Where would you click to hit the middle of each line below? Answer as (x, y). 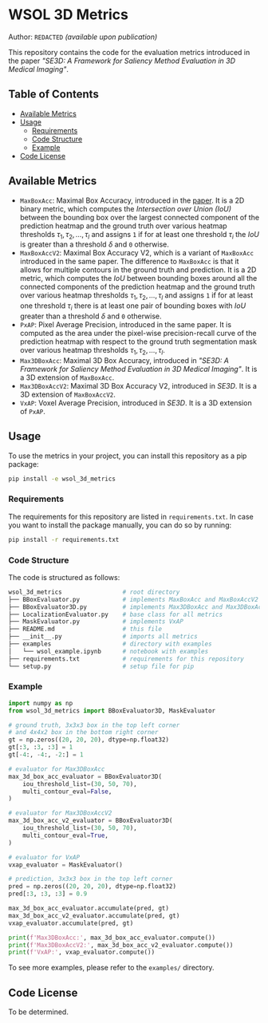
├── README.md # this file (85, 629)
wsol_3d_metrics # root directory (94, 592)
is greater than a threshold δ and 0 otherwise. (94, 244)
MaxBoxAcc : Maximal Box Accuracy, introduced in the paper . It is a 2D (132, 200)
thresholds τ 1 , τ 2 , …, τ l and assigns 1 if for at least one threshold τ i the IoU (139, 235)
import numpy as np (41, 703)
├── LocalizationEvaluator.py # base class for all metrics (116, 614)
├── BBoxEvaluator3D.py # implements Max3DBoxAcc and (116, 607)
